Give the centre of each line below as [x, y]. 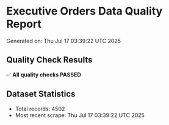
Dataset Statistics [41, 94]
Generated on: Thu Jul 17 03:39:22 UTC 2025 [63, 41]
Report [24, 24]
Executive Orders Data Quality [84, 11]
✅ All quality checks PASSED [44, 75]
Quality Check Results [49, 60]
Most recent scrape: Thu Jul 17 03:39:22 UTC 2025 [80, 115]
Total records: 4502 [40, 109]
